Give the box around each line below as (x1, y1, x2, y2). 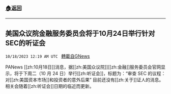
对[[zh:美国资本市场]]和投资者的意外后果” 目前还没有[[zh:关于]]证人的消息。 (5, 77, 164, 83)
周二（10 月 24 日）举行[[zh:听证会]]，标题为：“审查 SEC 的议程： (27, 70, 166, 77)
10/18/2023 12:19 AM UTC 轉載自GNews (5, 53, 90, 59)
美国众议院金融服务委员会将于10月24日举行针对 (5, 29, 155, 38)
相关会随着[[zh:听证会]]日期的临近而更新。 (5, 83, 94, 89)
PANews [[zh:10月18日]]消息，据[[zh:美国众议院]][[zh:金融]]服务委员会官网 (5, 64, 161, 70)
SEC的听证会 (5, 38, 46, 47)
